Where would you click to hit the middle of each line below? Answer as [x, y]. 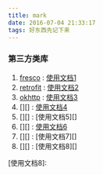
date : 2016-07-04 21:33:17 [52, 23]
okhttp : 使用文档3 [48, 97]
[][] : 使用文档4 [43, 107]
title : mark [27, 15]
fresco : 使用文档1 [48, 77]
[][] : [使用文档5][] [48, 117]
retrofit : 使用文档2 [49, 87]
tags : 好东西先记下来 [39, 30]
